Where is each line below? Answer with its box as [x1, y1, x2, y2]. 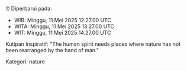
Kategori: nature [5, 58, 45, 65]
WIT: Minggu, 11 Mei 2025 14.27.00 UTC [14, 29, 111, 36]
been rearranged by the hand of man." [5, 47, 99, 53]
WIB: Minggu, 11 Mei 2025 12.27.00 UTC [14, 17, 112, 23]
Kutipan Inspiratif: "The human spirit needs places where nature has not [5, 40, 181, 48]
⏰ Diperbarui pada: [5, 5, 53, 12]
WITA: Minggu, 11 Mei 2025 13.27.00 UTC [14, 23, 115, 30]
